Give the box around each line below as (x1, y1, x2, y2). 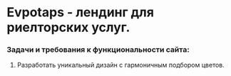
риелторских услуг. (6, 19, 130, 36)
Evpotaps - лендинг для (6, 4, 155, 21)
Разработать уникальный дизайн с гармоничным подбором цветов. (16, 61, 225, 70)
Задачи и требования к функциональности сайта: (6, 45, 190, 55)
